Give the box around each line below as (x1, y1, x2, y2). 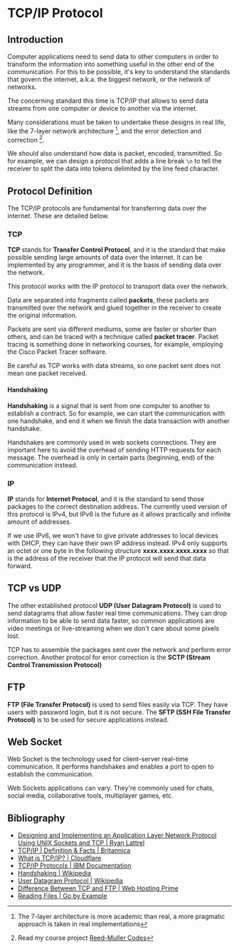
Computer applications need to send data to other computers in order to (7, 52, 219, 61)
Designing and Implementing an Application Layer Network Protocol (17, 831, 217, 840)
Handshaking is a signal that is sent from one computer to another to (7, 401, 211, 410)
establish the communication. (7, 770, 94, 778)
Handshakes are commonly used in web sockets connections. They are (7, 437, 217, 447)
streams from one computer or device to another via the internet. (7, 104, 198, 112)
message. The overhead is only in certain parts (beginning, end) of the (7, 453, 215, 462)
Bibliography (7, 812, 65, 824)
